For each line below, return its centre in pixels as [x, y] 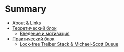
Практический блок [33, 39]
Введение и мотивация [44, 33]
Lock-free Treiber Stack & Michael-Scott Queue [69, 44]
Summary [25, 9]
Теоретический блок [34, 28]
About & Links [26, 23]
